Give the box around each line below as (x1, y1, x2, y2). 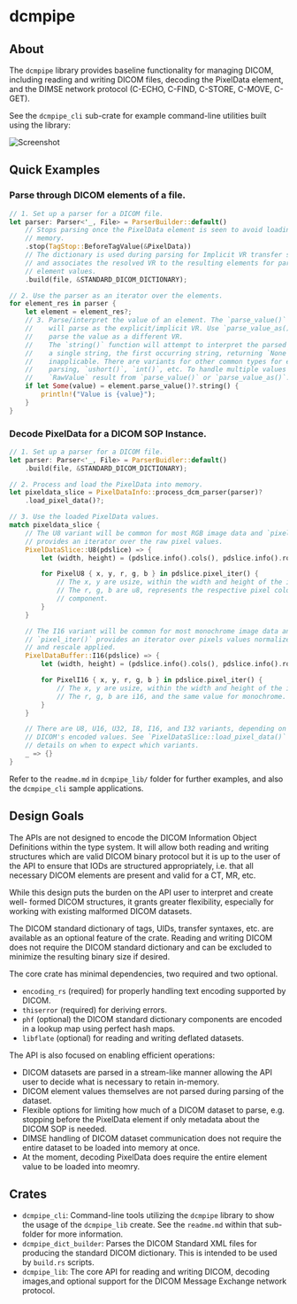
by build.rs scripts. (21, 1257, 95, 1268)
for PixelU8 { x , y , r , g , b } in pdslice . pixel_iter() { (41, 570, 259, 578)
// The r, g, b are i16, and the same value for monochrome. (56, 692, 287, 701)
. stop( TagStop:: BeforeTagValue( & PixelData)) (25, 242, 192, 252)
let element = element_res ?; (25, 307, 133, 316)
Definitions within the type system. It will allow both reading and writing (9, 842, 270, 852)
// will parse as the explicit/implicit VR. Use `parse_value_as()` (25, 324, 294, 333)
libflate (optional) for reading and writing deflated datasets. (21, 1032, 245, 1043)
